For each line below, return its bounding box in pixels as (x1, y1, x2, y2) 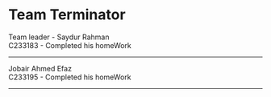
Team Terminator (8, 6, 127, 24)
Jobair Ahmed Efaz (8, 63, 73, 73)
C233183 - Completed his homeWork (8, 40, 131, 50)
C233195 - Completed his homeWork (8, 72, 131, 82)
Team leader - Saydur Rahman (8, 32, 110, 42)
